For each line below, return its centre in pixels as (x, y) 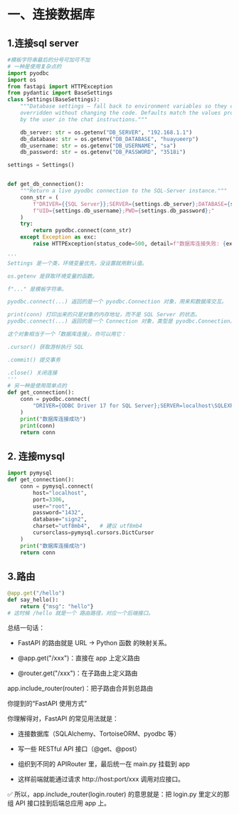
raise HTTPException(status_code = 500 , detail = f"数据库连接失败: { (129, 244)
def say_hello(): (33, 600)
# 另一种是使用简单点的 (37, 386)
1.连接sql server (43, 43)
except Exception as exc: (59, 237)
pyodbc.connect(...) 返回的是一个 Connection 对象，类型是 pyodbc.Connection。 (122, 321)
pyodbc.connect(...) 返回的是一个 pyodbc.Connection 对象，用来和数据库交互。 (117, 302)
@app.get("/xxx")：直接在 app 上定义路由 (79, 658)
